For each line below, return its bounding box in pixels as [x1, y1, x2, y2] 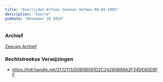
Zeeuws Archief [5, 43, 37, 49]
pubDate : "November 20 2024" [5, 16, 64, 21]
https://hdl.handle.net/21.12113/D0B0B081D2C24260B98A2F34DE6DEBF [12, 66, 158, 72]
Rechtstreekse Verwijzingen [5, 56, 73, 62]
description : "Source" [5, 12, 51, 17]
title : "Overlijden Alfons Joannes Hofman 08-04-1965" [5, 7, 119, 12]
